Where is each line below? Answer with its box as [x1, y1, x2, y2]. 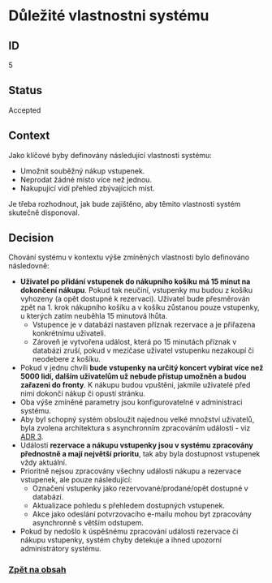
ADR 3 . [19, 432, 44, 442]
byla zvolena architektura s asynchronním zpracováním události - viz [19, 423, 251, 433]
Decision [8, 231, 54, 245]
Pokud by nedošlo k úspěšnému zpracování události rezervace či [19, 526, 239, 537]
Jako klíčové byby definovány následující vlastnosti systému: [8, 150, 213, 160]
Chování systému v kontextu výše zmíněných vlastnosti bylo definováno [8, 252, 250, 262]
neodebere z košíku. [32, 354, 101, 364]
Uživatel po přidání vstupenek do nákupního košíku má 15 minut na [19, 276, 251, 286]
